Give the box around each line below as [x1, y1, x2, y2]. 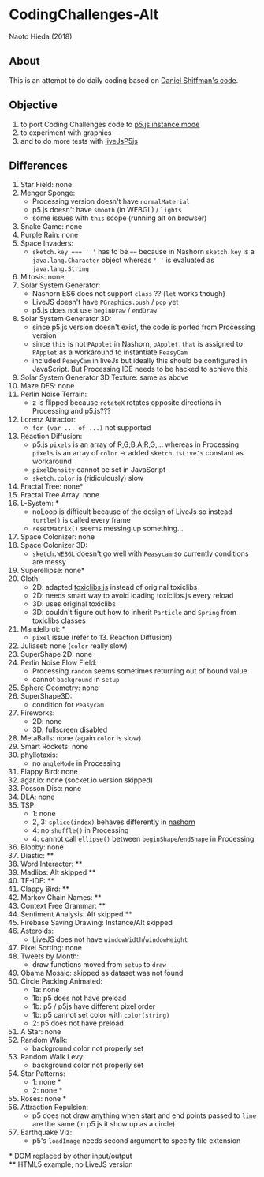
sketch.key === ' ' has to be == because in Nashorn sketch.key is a [32, 247, 255, 257]
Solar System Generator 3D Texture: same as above [20, 373, 189, 382]
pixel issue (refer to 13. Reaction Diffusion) [32, 633, 173, 643]
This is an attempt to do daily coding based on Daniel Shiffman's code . [9, 75, 239, 84]
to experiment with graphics [20, 128, 112, 137]
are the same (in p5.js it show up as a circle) [32, 1119, 176, 1129]
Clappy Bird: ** [20, 884, 70, 894]
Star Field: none [20, 180, 73, 189]
